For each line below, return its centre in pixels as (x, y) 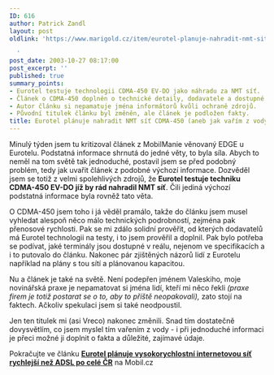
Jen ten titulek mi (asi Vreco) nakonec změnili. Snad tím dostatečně (122, 321)
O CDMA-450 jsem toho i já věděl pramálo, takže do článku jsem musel (128, 211)
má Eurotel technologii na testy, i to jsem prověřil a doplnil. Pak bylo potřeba (136, 237)
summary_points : (37, 83)
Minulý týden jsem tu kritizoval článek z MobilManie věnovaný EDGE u (127, 144)
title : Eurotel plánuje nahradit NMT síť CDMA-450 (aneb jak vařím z (130, 121)
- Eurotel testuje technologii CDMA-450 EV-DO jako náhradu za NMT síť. (135, 91)
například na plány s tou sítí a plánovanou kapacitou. (97, 263)
